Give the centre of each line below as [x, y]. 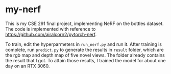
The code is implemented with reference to [51, 29]
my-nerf [23, 9]
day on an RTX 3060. [28, 66]
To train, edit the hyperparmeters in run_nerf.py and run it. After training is [84, 44]
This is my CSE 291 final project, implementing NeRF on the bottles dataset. [85, 23]
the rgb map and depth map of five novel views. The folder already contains [85, 55]
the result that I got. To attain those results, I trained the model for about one [86, 60]
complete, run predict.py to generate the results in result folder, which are [85, 50]
